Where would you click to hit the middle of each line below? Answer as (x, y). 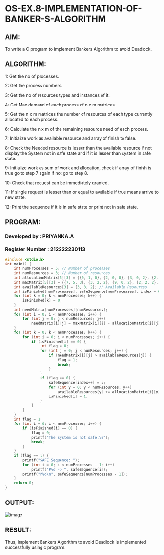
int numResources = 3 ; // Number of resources (62, 273)
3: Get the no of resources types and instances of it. (57, 95)
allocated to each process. (32, 119)
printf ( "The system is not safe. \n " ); (71, 437)
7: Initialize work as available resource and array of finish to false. (71, 138)
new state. (16, 197)
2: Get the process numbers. (34, 85)
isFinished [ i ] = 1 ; (69, 396)
